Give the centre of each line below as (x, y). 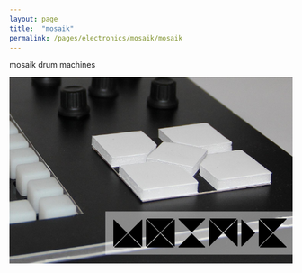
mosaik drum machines (53, 65)
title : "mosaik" (42, 28)
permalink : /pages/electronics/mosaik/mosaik (96, 38)
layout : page (34, 19)
